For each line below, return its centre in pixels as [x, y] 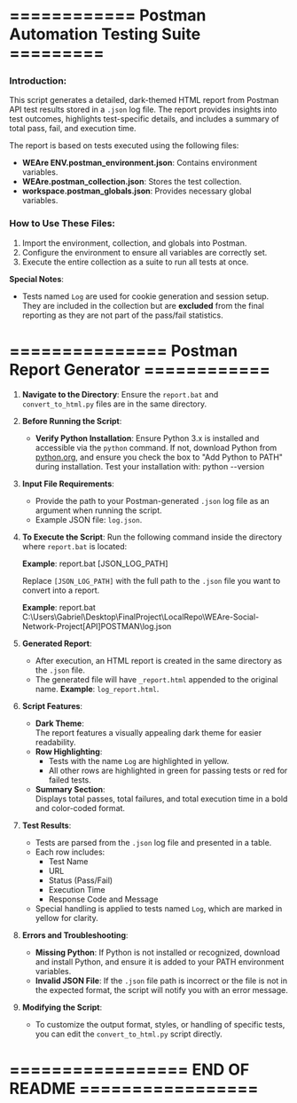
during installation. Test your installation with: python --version [149, 466]
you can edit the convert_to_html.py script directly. [129, 1034]
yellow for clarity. [67, 918]
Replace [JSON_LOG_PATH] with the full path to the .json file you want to [151, 580]
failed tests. [70, 780]
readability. [56, 742]
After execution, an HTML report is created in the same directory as [158, 660]
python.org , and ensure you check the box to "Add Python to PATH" [159, 457]
